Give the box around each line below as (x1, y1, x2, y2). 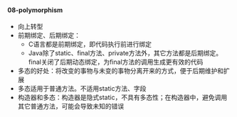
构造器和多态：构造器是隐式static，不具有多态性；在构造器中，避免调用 (17, 93, 228, 102)
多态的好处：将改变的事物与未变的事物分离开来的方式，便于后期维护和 (17, 67, 224, 75)
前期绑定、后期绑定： (17, 31, 80, 40)
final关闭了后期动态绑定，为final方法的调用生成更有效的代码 (28, 57, 204, 67)
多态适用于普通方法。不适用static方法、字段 (17, 84, 147, 93)
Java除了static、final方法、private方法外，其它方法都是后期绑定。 (28, 49, 223, 57)
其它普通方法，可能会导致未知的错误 (17, 102, 125, 111)
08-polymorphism (7, 6, 63, 14)
